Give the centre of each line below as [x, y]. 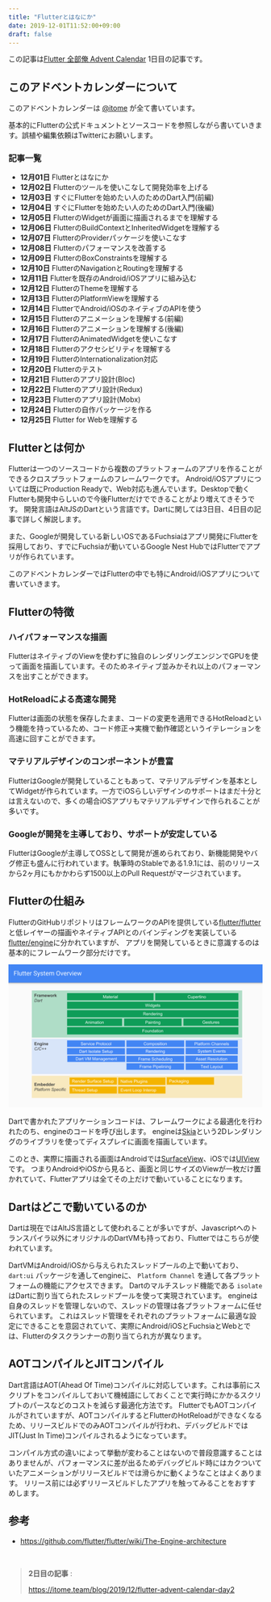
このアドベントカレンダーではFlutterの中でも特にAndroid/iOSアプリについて [134, 574]
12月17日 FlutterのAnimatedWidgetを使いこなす [98, 339]
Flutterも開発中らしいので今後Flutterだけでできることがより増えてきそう [128, 499]
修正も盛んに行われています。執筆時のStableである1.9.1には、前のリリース [138, 863]
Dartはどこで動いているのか [77, 1207]
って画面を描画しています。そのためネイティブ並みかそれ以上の [114, 666]
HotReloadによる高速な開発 [63, 699]
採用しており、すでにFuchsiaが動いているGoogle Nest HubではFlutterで [127, 546]
